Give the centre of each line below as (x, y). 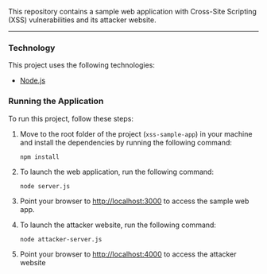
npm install (39, 157)
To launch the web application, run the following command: (117, 172)
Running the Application (56, 101)
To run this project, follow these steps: (71, 118)
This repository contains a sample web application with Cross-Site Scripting (132, 12)
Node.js (33, 81)
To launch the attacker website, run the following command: (118, 225)
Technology (32, 48)
